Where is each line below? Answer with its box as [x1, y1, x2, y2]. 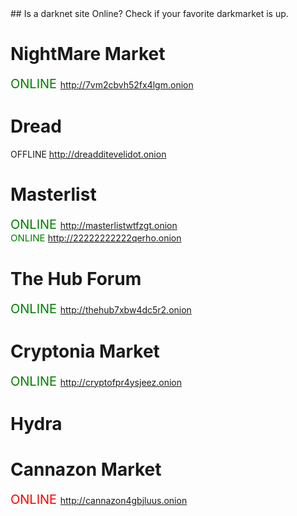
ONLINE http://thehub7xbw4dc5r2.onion [10, 300, 192, 317]
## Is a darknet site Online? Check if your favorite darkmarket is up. [10, 8, 289, 19]
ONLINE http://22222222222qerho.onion [10, 231, 182, 244]
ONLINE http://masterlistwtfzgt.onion [10, 216, 178, 232]
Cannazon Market [10, 458, 162, 481]
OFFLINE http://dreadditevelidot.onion [10, 148, 167, 160]
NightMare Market [10, 43, 166, 66]
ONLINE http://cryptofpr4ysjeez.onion [10, 373, 182, 389]
